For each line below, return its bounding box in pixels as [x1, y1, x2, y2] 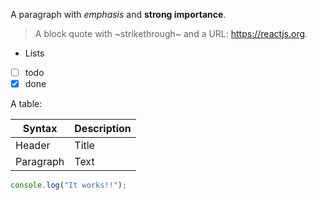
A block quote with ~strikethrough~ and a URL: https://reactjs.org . [34, 28, 308, 39]
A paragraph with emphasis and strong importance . [10, 9, 227, 20]
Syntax [22, 122, 58, 136]
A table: [10, 98, 43, 110]
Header [15, 139, 51, 153]
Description [74, 122, 132, 136]
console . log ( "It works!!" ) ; [10, 180, 128, 191]
